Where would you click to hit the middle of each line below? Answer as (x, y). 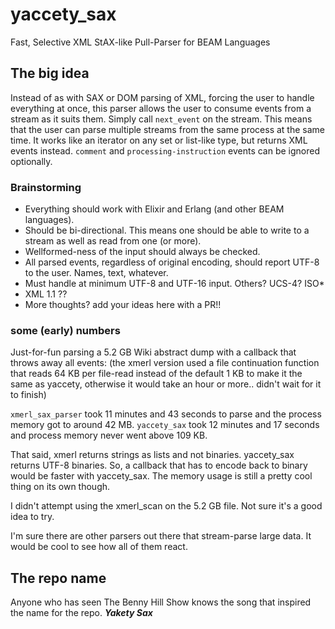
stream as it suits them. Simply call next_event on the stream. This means (161, 119)
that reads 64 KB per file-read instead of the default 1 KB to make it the (156, 374)
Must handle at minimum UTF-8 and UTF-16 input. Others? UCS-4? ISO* (174, 284)
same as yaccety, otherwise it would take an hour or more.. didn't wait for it (166, 384)
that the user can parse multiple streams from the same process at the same (167, 129)
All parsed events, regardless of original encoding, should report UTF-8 (172, 262)
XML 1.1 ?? (46, 294)
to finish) (28, 395)
